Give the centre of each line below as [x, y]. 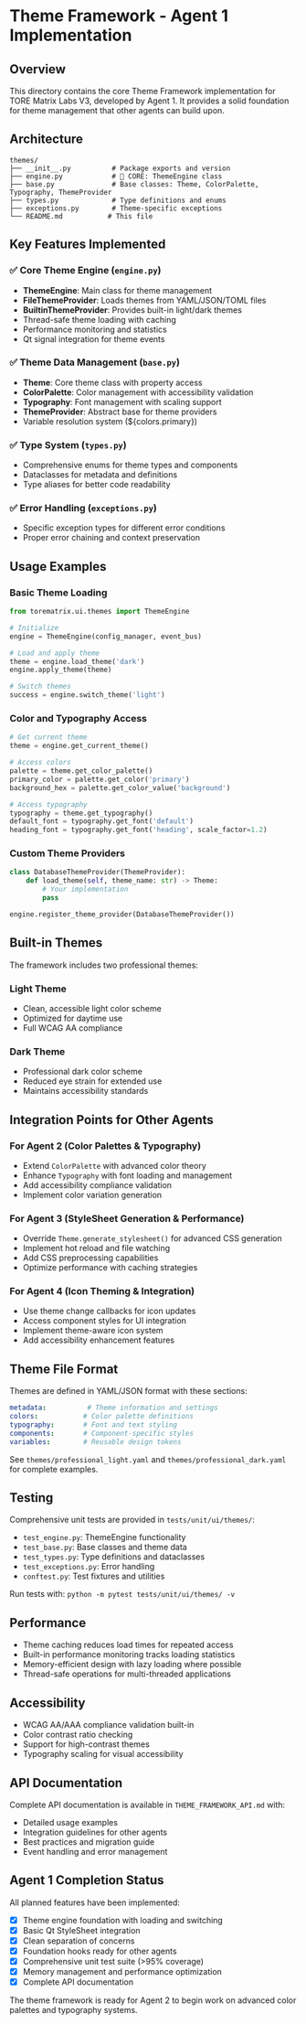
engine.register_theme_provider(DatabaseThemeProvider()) [122, 914]
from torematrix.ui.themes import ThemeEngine [100, 612]
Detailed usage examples [70, 1822]
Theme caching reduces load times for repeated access [128, 1645]
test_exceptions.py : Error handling [89, 1567]
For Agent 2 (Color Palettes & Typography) [106, 1146]
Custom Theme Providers [68, 853]
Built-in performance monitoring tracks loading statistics [129, 1655]
